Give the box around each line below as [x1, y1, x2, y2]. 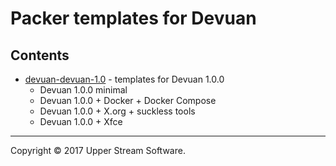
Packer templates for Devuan [10, 7, 257, 30]
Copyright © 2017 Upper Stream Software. [10, 145, 186, 156]
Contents [10, 47, 70, 64]
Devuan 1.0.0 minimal [39, 84, 128, 96]
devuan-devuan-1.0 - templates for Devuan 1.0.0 [24, 73, 225, 85]
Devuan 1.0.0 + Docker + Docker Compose [39, 95, 217, 106]
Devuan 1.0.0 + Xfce [39, 116, 123, 127]
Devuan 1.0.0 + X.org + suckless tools [39, 105, 196, 117]
